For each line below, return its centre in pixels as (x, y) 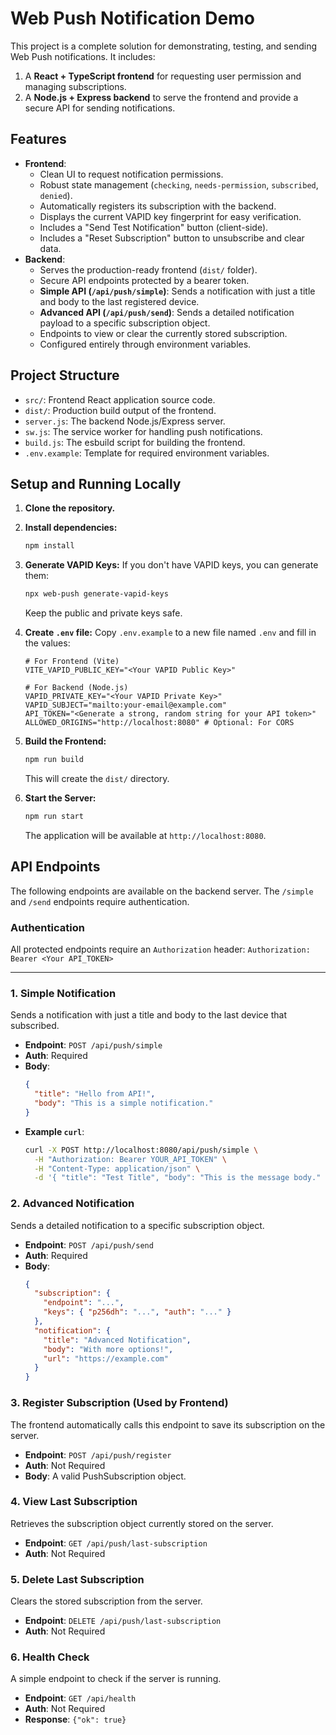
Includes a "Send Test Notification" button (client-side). (154, 227)
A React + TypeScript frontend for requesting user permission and (163, 76)
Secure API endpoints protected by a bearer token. (144, 280)
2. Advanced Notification (72, 1204)
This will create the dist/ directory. (97, 778)
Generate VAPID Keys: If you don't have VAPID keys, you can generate (171, 565)
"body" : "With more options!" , (108, 1349)
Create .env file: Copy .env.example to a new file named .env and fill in (170, 633)
